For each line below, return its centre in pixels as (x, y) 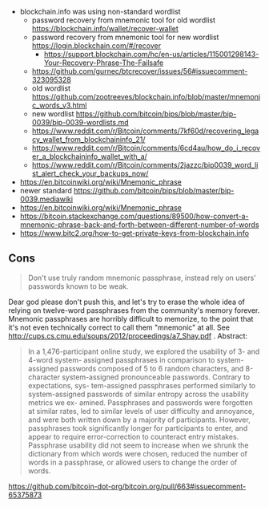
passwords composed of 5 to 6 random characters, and (152, 368)
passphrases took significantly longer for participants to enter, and (138, 428)
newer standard (46, 191)
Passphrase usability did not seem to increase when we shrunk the (139, 445)
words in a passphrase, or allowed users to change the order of (132, 462)
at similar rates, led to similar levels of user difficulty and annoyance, (141, 411)
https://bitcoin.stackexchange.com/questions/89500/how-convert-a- (134, 216)
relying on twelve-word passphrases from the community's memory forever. (134, 310)
